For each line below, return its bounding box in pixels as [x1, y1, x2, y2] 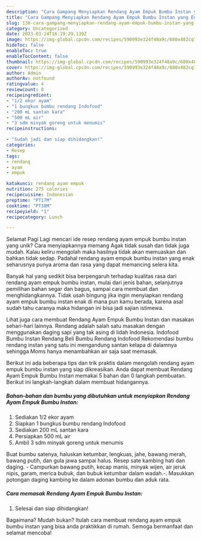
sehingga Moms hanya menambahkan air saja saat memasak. [6, 348, 158, 355]
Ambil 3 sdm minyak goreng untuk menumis [14, 439, 124, 446]
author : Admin [6, 70, 42, 76]
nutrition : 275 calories [6, 186, 68, 192]
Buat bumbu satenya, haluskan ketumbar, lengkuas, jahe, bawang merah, [6, 451, 187, 458]
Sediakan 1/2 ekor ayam [14, 414, 74, 421]
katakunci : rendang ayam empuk [6, 181, 84, 187]
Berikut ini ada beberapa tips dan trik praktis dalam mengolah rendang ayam [6, 360, 194, 367]
